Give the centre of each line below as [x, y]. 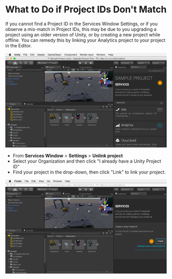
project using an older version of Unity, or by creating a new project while [83, 34]
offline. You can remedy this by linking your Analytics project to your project [85, 40]
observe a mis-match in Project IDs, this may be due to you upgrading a [81, 29]
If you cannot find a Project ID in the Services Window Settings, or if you [81, 24]
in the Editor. [19, 45]
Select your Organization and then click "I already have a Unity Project [87, 161]
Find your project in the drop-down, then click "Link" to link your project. [89, 172]
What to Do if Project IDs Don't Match [86, 10]
